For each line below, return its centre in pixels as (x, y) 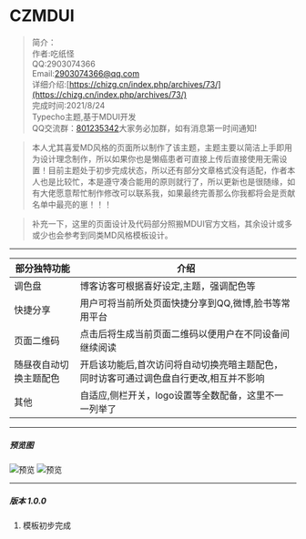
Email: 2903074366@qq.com (85, 73)
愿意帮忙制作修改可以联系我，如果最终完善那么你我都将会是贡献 (176, 193)
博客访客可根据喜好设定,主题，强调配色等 (168, 286)
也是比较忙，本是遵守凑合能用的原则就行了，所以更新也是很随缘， (163, 181)
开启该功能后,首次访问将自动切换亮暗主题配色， (182, 364)
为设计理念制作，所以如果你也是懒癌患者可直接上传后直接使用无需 (155, 158)
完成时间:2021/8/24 (68, 105)
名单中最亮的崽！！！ (71, 204)
